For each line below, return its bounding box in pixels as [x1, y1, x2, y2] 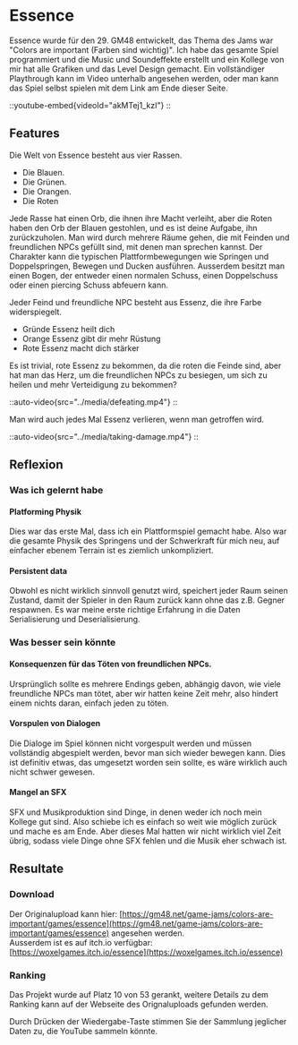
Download [9, 888, 55, 901]
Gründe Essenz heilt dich [21, 323, 115, 334]
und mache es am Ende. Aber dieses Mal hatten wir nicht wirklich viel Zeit [9, 826, 282, 836]
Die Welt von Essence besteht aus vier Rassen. [9, 150, 183, 160]
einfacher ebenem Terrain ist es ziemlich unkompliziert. [9, 545, 214, 556]
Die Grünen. [21, 176, 67, 187]
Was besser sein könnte [9, 637, 116, 649]
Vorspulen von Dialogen [9, 718, 101, 729]
